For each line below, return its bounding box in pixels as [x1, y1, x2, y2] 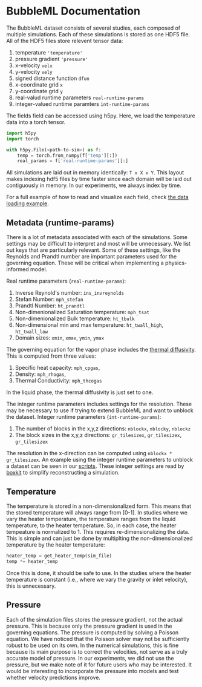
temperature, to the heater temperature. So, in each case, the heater [6, 522, 177, 529]
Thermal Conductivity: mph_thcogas [15, 377, 102, 384]
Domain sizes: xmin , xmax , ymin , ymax [15, 334, 105, 341]
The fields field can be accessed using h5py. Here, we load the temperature [6, 112, 195, 119]
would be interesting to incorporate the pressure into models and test [6, 667, 179, 674]
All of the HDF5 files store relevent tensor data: [6, 37, 123, 44]
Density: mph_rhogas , [15, 370, 67, 378]
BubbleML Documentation [6, 4, 141, 18]
